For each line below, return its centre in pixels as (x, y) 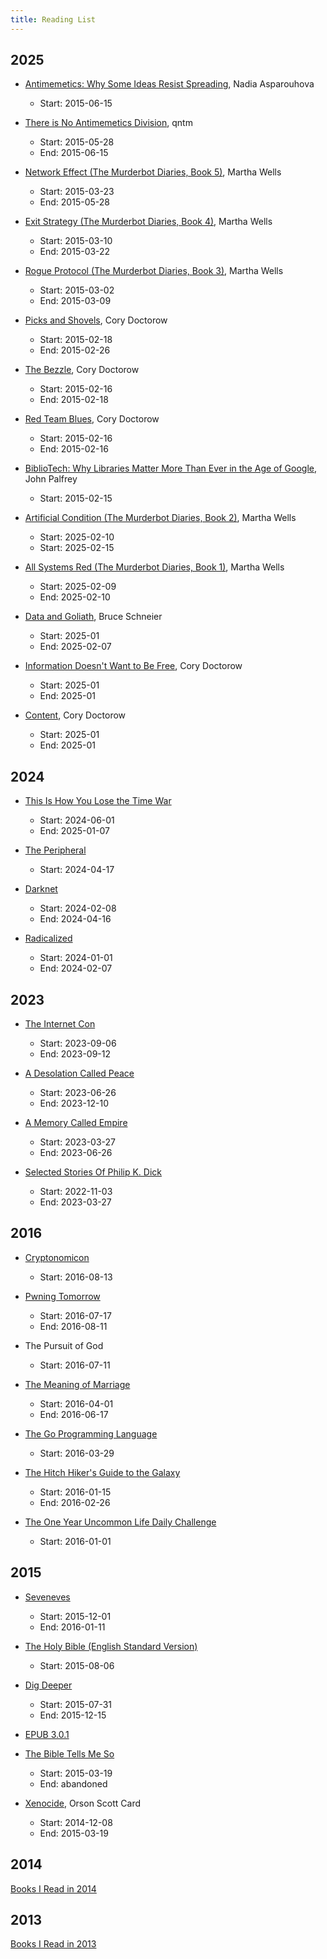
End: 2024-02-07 (76, 968)
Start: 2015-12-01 (75, 1616)
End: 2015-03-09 (75, 301)
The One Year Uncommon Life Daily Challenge (120, 1522)
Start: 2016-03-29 (77, 1453)
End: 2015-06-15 (74, 153)
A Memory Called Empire (76, 1123)
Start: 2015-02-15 (76, 498)
